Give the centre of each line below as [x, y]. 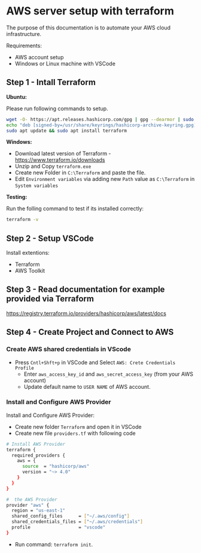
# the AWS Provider [32, 499]
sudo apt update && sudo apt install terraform [67, 131]
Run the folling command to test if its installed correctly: [75, 208]
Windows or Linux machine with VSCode [65, 64]
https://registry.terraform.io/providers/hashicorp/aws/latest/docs [86, 313]
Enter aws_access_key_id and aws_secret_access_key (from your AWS [108, 374]
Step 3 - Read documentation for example [86, 290]
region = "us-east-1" [39, 510]
